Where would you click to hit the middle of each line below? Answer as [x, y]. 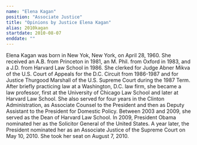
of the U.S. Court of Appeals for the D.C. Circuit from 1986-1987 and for [92, 74]
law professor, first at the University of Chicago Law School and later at [92, 92]
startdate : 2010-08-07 [34, 33]
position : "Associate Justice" [44, 17]
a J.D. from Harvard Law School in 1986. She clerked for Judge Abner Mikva [98, 68]
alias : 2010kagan [27, 28]
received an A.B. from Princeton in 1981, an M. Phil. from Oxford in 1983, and [98, 61]
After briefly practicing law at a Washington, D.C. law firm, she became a [94, 86]
